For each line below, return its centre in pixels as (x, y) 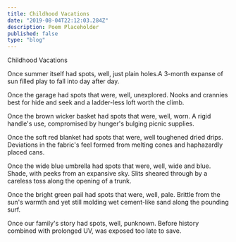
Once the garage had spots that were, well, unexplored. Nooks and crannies (118, 95)
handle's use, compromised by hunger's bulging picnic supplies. (101, 123)
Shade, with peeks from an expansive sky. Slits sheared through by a (107, 174)
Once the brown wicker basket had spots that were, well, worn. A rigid (109, 116)
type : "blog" (26, 40)
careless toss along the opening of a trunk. (69, 181)
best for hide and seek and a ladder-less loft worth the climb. (96, 102)
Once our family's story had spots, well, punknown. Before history (103, 224)
